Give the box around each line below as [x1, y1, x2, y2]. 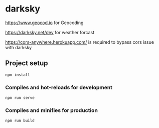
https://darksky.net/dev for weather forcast [5, 29, 94, 35]
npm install [5, 72, 30, 77]
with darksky [5, 44, 32, 50]
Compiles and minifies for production [5, 106, 98, 113]
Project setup [5, 59, 49, 68]
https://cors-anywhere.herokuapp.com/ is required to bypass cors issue [5, 39, 154, 45]
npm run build [5, 118, 35, 123]
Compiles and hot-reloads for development [5, 84, 113, 91]
